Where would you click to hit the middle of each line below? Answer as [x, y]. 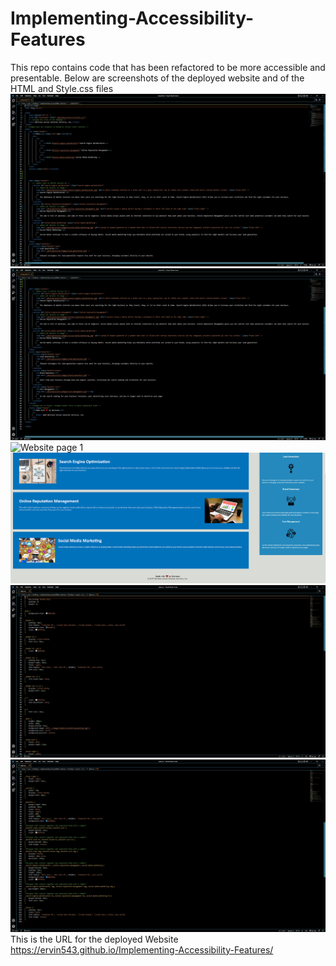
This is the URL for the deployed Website [94, 939]
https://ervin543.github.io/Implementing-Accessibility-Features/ [142, 949]
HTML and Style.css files [62, 88]
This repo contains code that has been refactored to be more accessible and [168, 67]
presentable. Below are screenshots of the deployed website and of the [157, 78]
